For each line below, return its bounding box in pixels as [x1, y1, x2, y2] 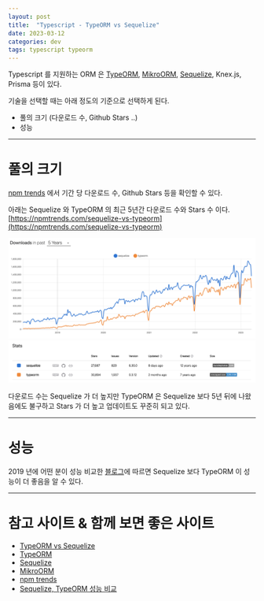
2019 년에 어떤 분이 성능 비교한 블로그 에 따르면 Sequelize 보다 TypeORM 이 [8, 466, 242, 476]
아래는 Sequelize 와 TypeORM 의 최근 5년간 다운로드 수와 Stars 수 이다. [8, 205, 230, 214]
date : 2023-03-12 [8, 29, 65, 37]
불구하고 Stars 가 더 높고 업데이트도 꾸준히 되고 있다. [28, 401, 190, 410]
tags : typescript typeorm [8, 46, 93, 54]
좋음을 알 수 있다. [31, 477, 84, 486]
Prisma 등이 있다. [8, 80, 62, 89]
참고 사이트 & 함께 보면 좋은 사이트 [8, 514, 214, 532]
